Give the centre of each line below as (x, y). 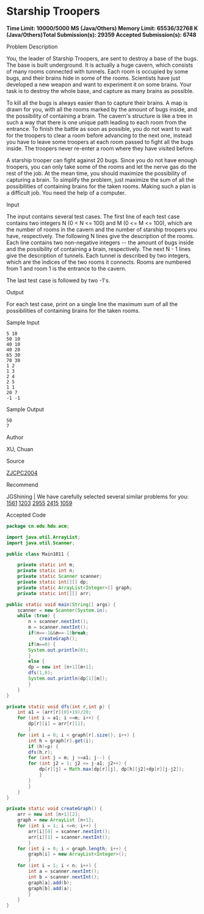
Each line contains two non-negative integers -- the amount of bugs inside (100, 242)
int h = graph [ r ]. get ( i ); (61, 741)
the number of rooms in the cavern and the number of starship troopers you (102, 229)
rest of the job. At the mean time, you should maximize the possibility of (97, 173)
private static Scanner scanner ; (60, 577)
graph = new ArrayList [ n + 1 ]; (56, 820)
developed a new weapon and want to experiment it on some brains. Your (99, 84)
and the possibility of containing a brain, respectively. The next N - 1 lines (99, 249)
